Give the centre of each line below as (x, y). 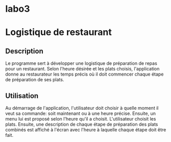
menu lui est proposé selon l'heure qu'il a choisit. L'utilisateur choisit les (81, 119)
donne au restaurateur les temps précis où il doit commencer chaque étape (84, 74)
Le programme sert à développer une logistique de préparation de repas (81, 63)
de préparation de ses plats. (35, 80)
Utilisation (22, 96)
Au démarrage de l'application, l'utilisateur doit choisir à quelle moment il (82, 108)
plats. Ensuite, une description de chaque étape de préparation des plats (82, 124)
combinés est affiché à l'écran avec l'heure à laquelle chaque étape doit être (86, 130)
